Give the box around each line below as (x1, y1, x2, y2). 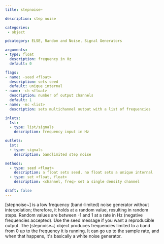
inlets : (5, 115, 21, 121)
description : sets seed (9, 79, 58, 84)
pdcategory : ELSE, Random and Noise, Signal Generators (5, 38, 122, 43)
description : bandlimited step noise (14, 152, 92, 157)
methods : (5, 161, 23, 166)
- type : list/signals (9, 125, 54, 130)
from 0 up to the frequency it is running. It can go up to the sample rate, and (5, 228, 160, 234)
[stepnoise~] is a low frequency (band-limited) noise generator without (5, 202, 149, 208)
